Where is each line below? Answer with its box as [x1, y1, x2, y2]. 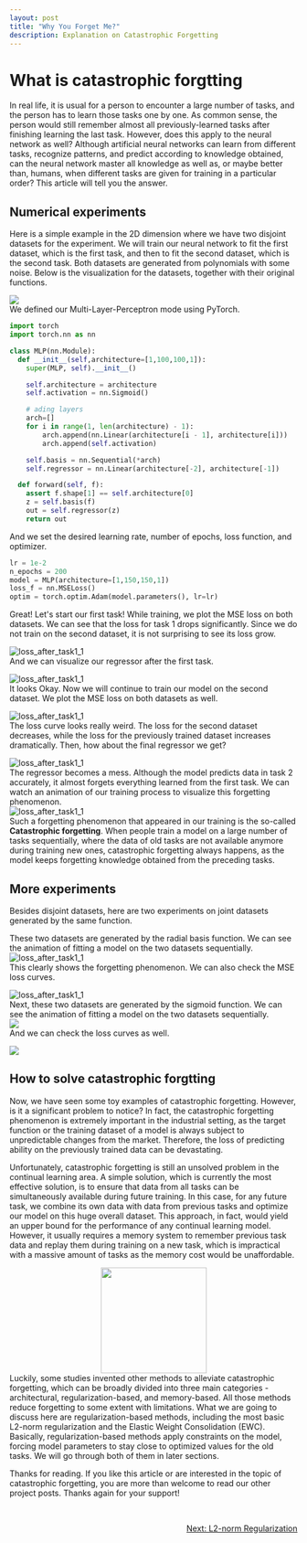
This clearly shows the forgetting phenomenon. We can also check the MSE [9, 962, 295, 973]
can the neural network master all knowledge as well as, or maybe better [9, 158, 283, 169]
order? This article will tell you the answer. [9, 177, 168, 188]
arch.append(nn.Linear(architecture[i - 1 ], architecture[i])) [42, 431, 288, 440]
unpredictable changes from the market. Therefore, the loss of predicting [9, 1134, 285, 1145]
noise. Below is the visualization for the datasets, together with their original [9, 267, 295, 279]
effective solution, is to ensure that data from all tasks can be [9, 1181, 239, 1192]
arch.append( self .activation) [42, 439, 157, 448]
